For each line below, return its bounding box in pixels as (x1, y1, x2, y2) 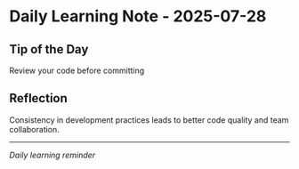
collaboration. (9, 124, 60, 134)
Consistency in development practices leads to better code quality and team (9, 114, 289, 125)
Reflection (9, 91, 69, 106)
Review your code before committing (9, 65, 145, 76)
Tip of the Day (9, 42, 89, 57)
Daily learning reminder (9, 149, 96, 160)
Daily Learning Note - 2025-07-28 (9, 6, 267, 27)
